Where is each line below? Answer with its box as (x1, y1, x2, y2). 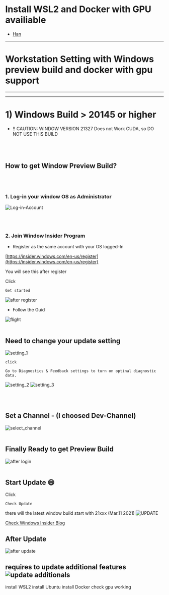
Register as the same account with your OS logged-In (12, 244, 124, 250)
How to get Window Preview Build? (5, 161, 117, 170)
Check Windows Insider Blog (5, 520, 65, 526)
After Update (5, 534, 47, 543)
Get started (5, 288, 30, 293)
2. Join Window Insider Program (5, 232, 86, 239)
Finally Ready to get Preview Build (5, 445, 114, 454)
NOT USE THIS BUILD (12, 131, 58, 137)
